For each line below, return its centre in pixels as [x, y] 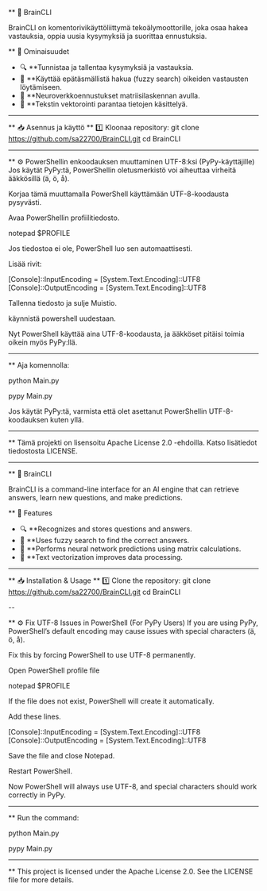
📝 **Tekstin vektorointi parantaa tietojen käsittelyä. [104, 104]
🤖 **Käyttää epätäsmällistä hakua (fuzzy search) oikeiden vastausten [134, 79]
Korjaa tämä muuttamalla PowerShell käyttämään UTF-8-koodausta [118, 194]
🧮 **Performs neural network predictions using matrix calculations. [130, 549]
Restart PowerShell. [41, 771]
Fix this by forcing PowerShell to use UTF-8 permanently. [102, 655]
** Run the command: [44, 818]
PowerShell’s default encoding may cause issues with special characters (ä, [132, 631]
